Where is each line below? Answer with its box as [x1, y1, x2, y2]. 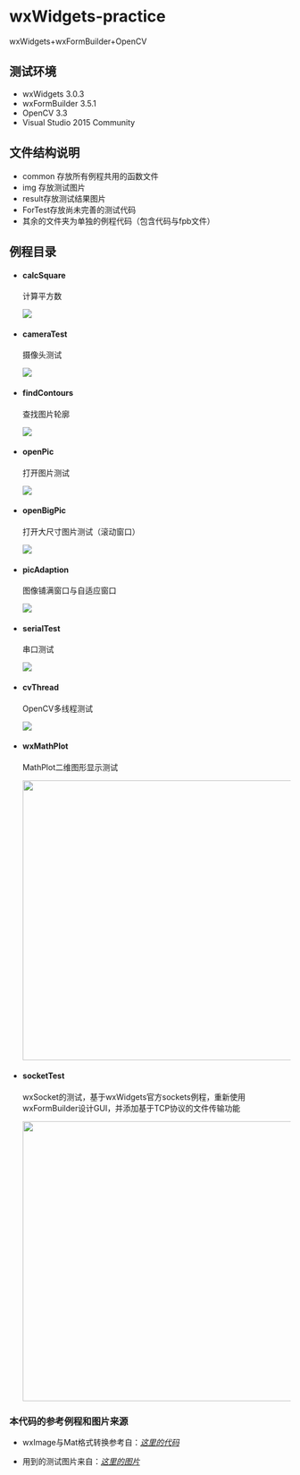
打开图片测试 [21, 467, 70, 478]
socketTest [21, 1070, 65, 1081]
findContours [21, 387, 74, 398]
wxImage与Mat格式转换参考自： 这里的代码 [21, 1437, 180, 1448]
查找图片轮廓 [21, 408, 70, 419]
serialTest [21, 622, 61, 633]
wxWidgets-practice [9, 6, 166, 27]
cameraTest [21, 329, 68, 339]
